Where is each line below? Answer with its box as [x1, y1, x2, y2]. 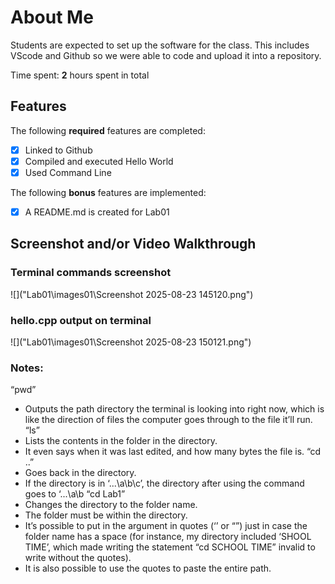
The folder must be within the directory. [24, 509, 188, 521]
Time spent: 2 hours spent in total [10, 69, 150, 81]
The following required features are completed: [10, 124, 206, 136]
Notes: [10, 361, 44, 375]
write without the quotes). [24, 552, 132, 564]
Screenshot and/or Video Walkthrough [10, 236, 257, 253]
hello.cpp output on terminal [10, 313, 152, 327]
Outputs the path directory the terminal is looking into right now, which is [24, 403, 325, 415]
